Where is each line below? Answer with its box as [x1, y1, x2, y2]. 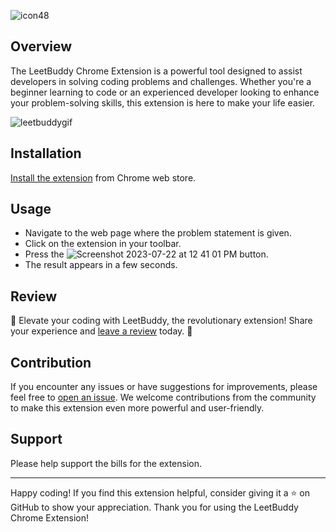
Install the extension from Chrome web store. [10, 171, 197, 184]
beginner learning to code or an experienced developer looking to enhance [10, 86, 320, 98]
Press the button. [24, 248, 269, 260]
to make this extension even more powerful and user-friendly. [10, 402, 265, 414]
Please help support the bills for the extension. [10, 457, 203, 469]
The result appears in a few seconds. [24, 259, 178, 271]
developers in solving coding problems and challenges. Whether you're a [10, 75, 312, 87]
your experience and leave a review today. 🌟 [10, 325, 193, 337]
